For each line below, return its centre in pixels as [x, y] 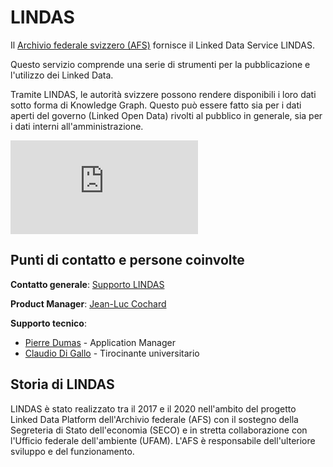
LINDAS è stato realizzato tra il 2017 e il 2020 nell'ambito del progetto [153, 408]
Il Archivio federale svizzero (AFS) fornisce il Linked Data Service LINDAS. [162, 45]
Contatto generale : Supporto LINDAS [87, 284]
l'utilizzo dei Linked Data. [62, 75]
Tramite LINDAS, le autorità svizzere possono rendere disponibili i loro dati [163, 94]
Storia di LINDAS [62, 384]
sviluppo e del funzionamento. [72, 451]
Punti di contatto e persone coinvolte [127, 260]
